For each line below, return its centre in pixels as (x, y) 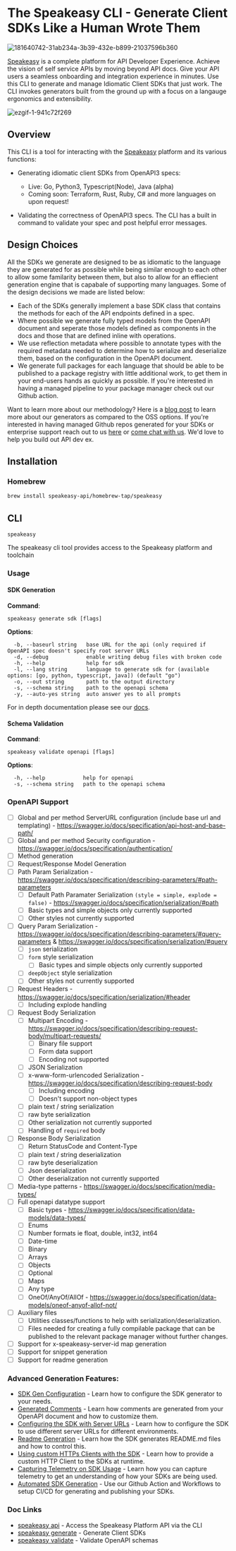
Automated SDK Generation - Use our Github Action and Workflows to (119, 1484)
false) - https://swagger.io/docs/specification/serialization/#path (123, 902)
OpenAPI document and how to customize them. (88, 1416)
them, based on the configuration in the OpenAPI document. (105, 358)
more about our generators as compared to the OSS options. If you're (108, 417)
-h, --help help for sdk (69, 664)
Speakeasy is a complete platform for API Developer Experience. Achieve (114, 61)
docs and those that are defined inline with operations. (97, 335)
